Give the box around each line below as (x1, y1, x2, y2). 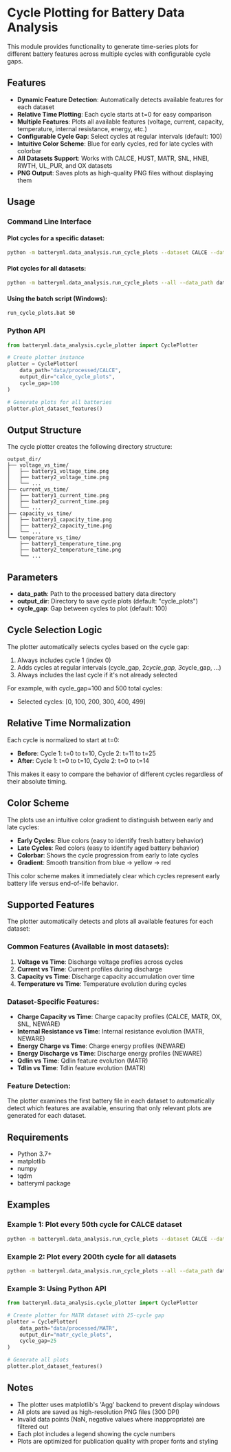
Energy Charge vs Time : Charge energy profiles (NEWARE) (16, 1041, 186, 1050)
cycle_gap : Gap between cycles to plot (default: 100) (16, 604, 168, 612)
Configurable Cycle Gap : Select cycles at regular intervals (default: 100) (16, 132, 222, 140)
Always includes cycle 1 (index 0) (16, 656, 111, 664)
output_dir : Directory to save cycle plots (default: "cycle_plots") (16, 597, 198, 606)
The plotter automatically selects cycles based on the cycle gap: (7, 642, 190, 650)
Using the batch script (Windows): (7, 294, 108, 302)
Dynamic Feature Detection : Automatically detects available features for (16, 95, 223, 104)
